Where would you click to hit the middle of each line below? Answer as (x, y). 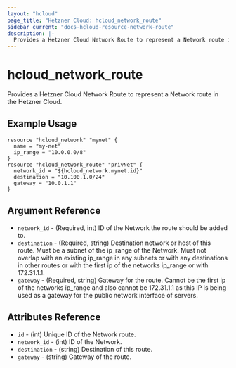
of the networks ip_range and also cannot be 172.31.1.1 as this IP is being (122, 287)
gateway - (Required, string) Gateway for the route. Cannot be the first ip (122, 280)
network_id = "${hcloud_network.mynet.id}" (78, 171)
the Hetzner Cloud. (35, 102)
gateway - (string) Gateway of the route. (74, 357)
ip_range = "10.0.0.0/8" (50, 152)
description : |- (31, 33)
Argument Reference (54, 211)
